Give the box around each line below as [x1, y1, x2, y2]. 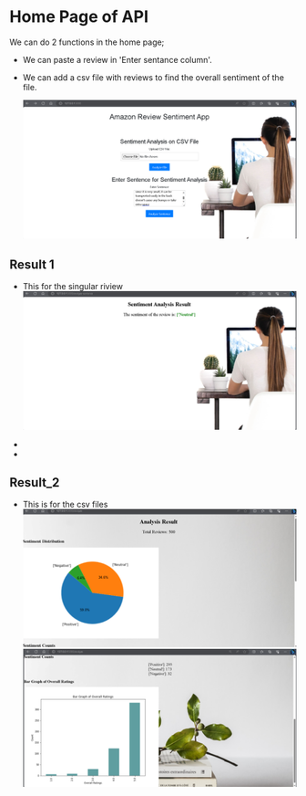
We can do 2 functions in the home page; [9, 37, 165, 47]
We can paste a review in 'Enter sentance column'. [22, 54, 212, 65]
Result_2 [9, 475, 60, 490]
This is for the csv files [22, 499, 108, 510]
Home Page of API [9, 6, 148, 27]
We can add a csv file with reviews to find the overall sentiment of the [22, 71, 285, 83]
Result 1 [9, 257, 55, 272]
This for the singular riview [22, 281, 123, 292]
